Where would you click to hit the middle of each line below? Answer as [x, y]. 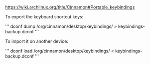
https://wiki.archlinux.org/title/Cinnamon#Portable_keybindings [70, 7]
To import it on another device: [37, 41]
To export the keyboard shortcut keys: [44, 17]
